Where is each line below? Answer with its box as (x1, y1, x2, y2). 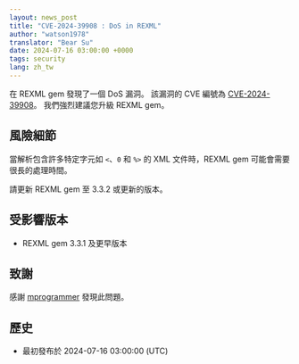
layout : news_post (9, 12, 78, 22)
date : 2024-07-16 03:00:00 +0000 (9, 46, 134, 55)
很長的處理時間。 (9, 164, 72, 175)
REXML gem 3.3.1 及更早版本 (21, 237, 128, 248)
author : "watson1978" (9, 29, 90, 38)
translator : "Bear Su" (9, 37, 94, 47)
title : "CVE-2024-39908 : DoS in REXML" (9, 21, 162, 30)
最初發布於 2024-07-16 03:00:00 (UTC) (21, 345, 169, 357)
